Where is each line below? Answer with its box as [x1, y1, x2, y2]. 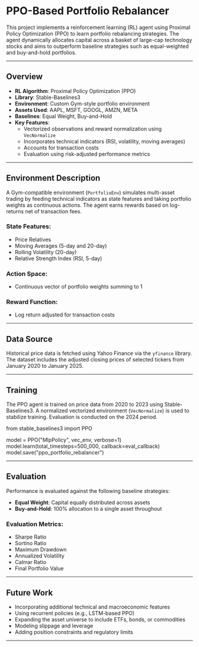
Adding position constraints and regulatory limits [14, 629, 133, 635]
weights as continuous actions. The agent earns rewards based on [6, 201, 169, 209]
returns [6, 207, 24, 214]
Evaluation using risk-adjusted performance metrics [23, 150, 150, 158]
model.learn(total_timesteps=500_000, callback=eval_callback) [6, 443, 160, 450]
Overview [6, 72, 43, 82]
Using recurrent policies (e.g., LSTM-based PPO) [14, 610, 135, 617]
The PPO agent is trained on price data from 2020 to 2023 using [6, 401, 163, 408]
